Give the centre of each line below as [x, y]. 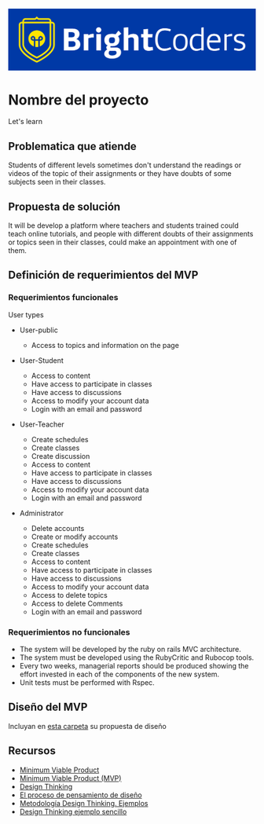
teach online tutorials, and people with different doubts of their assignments [131, 234]
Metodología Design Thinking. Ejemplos [84, 803]
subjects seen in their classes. [57, 182]
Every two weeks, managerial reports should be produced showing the [134, 666]
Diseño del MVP [48, 707]
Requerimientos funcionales [63, 298]
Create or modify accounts [75, 537]
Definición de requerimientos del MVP [103, 275]
